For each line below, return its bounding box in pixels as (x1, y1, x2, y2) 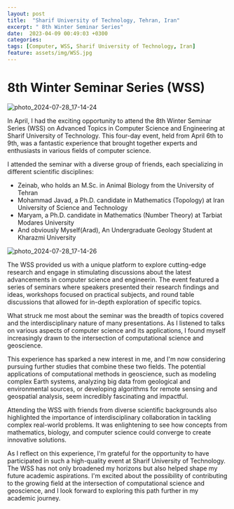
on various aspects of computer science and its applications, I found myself (7, 326, 226, 334)
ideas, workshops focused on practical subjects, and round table (7, 290, 195, 298)
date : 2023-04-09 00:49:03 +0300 (7, 29, 109, 37)
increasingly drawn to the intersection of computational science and (7, 333, 204, 342)
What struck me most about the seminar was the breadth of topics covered (7, 311, 224, 319)
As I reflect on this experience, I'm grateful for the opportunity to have (7, 449, 209, 457)
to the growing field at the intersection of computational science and (7, 479, 205, 487)
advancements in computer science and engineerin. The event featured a (7, 275, 219, 284)
